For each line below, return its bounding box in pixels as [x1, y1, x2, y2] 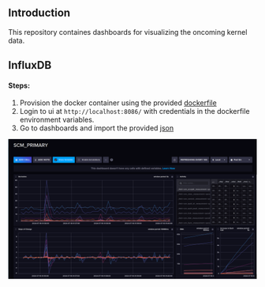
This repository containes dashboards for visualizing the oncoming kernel [8, 27, 248, 36]
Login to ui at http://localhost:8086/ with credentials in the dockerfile [19, 107, 250, 116]
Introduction [8, 6, 71, 20]
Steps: [8, 81, 30, 90]
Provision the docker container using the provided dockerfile [19, 98, 217, 108]
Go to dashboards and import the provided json [19, 123, 174, 133]
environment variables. [19, 115, 95, 125]
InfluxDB [8, 59, 52, 72]
